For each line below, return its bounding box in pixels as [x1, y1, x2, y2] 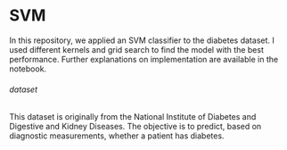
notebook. [9, 63, 47, 74]
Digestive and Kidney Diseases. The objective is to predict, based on [9, 121, 262, 132]
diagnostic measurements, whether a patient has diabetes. [9, 130, 225, 141]
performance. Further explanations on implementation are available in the [9, 54, 279, 64]
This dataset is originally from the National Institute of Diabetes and [9, 112, 257, 122]
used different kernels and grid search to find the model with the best [9, 44, 265, 54]
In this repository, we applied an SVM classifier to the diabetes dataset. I [9, 35, 275, 46]
